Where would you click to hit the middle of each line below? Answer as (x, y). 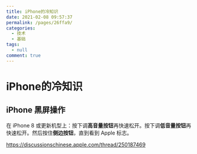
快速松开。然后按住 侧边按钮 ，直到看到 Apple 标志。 (69, 133)
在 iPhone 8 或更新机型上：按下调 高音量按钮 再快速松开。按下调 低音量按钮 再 (98, 125)
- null (20, 50)
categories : (21, 28)
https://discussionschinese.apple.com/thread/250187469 (76, 145)
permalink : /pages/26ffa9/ (39, 22)
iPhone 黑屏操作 (36, 110)
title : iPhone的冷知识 (32, 12)
